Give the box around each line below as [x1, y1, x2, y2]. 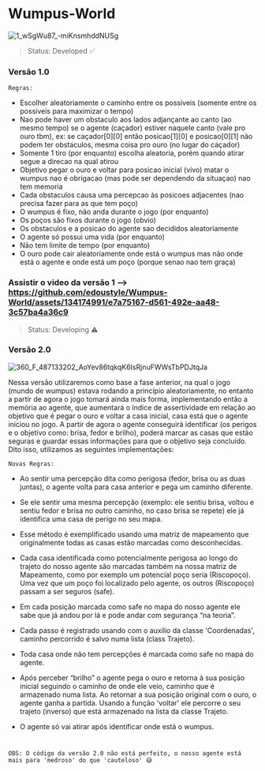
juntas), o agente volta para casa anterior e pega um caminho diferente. [19, 482, 253, 492]
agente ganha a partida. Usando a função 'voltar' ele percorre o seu [19, 698, 241, 707]
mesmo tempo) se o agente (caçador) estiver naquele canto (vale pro [19, 123, 246, 133]
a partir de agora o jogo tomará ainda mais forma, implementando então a [8, 394, 248, 403]
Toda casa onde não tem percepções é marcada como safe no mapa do [19, 649, 254, 659]
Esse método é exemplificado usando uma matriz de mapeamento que [19, 530, 250, 539]
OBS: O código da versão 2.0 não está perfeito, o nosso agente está [8, 750, 242, 758]
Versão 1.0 [8, 66, 50, 77]
